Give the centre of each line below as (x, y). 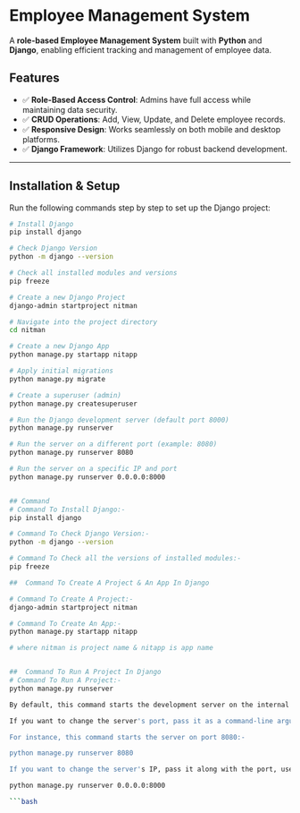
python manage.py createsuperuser (74, 404)
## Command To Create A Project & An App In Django (109, 583)
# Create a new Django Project (67, 297)
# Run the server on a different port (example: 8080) (113, 444)
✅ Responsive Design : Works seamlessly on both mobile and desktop (151, 129)
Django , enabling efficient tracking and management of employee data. (141, 49)
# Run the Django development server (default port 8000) (119, 420)
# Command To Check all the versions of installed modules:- (125, 559)
